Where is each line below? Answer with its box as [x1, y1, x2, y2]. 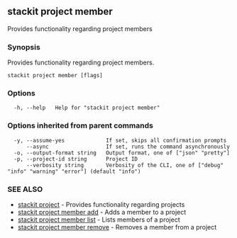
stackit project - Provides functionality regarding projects [17, 200, 185, 208]
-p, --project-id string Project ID [13, 155, 138, 162]
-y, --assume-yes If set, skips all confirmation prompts [13, 137, 227, 144]
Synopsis [7, 42, 40, 52]
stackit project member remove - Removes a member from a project [17, 223, 217, 231]
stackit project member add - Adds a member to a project [17, 208, 187, 216]
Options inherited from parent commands [7, 120, 154, 130]
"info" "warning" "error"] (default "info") [7, 168, 141, 175]
